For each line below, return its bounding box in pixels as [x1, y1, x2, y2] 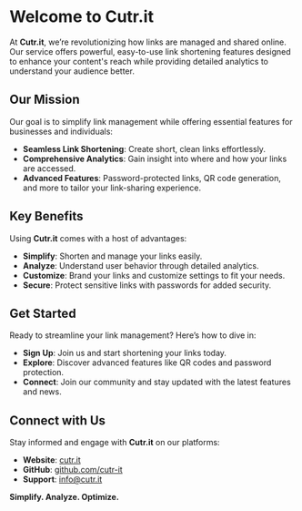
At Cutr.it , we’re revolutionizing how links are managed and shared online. [9, 36, 287, 47]
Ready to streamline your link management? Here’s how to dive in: [9, 330, 257, 341]
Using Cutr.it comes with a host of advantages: [9, 232, 187, 243]
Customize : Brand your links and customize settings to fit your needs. [22, 270, 286, 281]
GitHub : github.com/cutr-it [22, 465, 123, 475]
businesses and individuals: [9, 126, 114, 137]
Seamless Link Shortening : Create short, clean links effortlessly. [22, 143, 267, 154]
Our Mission [9, 92, 80, 107]
